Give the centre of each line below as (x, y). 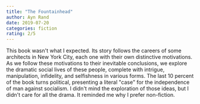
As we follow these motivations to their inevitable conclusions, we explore (97, 64)
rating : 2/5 (21, 34)
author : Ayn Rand (28, 17)
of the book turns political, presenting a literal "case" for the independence (98, 82)
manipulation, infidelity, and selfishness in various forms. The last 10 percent (100, 76)
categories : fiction (32, 28)
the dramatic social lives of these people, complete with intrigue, (85, 70)
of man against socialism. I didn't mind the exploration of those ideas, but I (98, 89)
